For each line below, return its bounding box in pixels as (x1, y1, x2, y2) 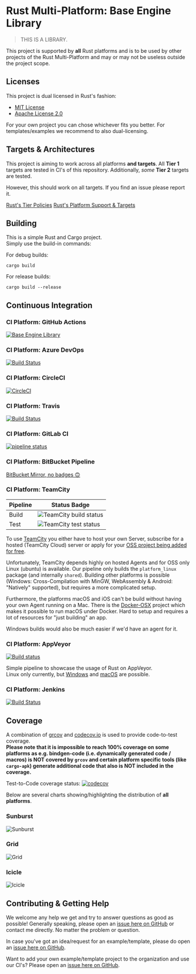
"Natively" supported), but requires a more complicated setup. (6, 584, 157, 591)
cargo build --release (6, 284, 61, 291)
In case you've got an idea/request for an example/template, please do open (6, 938, 190, 945)
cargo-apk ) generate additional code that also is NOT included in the (6, 762, 174, 769)
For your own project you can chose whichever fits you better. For (6, 121, 165, 128)
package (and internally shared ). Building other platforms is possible (6, 571, 170, 578)
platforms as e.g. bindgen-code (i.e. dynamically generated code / (6, 750, 171, 757)
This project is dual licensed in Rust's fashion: (6, 92, 117, 99)
